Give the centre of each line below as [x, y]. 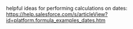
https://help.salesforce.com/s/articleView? [57, 14]
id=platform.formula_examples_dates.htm [56, 20]
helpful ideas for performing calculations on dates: [67, 8]
